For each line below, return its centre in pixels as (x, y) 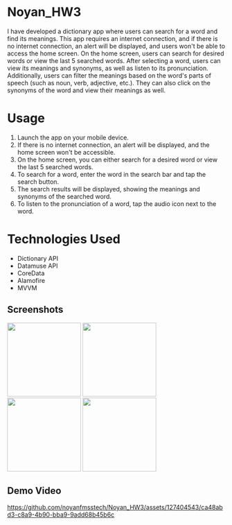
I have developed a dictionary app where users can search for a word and (113, 31)
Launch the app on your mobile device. (73, 137)
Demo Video (34, 491)
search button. (38, 182)
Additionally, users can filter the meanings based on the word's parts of (109, 75)
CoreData (31, 273)
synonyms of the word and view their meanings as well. (87, 90)
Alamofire (31, 280)
